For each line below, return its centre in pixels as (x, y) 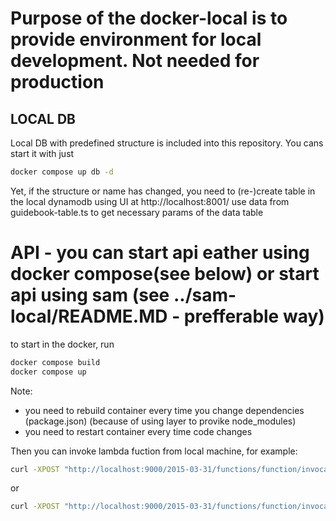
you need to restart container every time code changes (138, 431)
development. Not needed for (135, 61)
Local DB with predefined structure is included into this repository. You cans (167, 143)
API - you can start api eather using (160, 253)
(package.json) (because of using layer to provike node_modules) (160, 421)
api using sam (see (90, 295)
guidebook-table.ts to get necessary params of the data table (137, 212)
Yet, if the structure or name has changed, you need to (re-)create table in (163, 191)
